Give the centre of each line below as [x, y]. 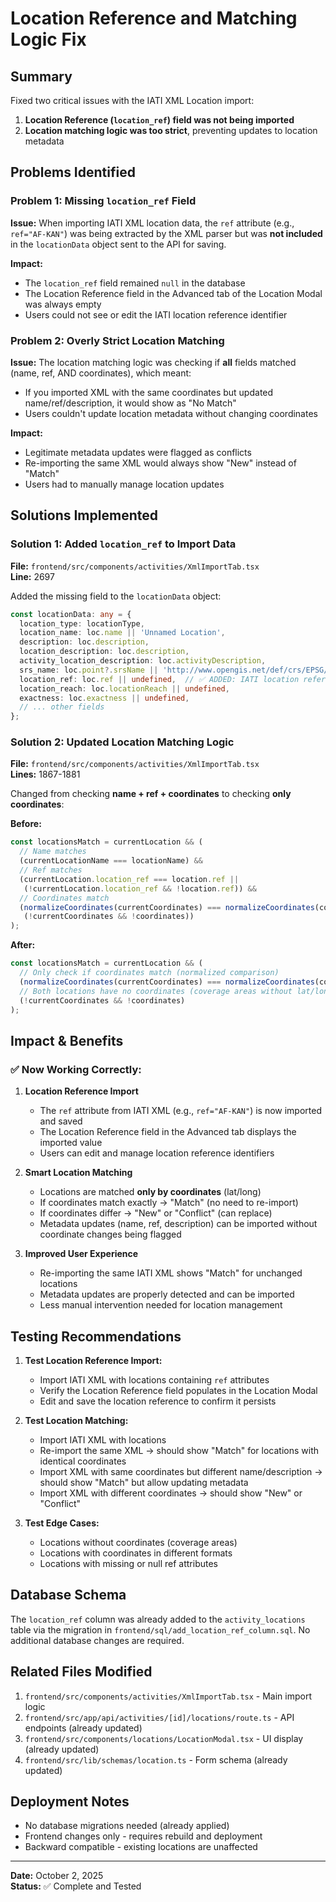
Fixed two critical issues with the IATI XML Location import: [132, 100]
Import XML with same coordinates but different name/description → [181, 1471]
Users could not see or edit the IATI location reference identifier [156, 314]
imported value [71, 1143]
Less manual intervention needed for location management [161, 1305]
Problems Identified [73, 172]
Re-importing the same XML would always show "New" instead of [160, 463]
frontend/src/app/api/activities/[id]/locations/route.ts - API [159, 1717]
